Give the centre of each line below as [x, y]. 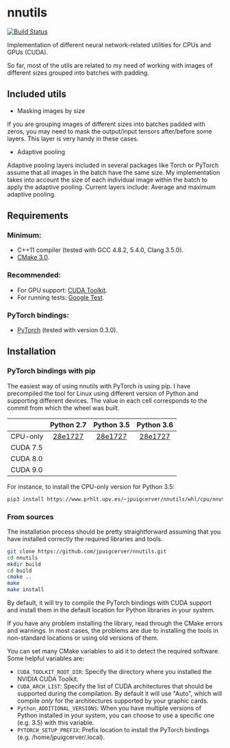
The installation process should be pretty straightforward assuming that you [114, 532]
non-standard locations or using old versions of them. [83, 638]
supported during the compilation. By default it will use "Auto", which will [119, 694]
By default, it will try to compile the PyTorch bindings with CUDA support [110, 603]
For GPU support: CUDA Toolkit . [62, 290]
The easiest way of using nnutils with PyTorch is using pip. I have [99, 386]
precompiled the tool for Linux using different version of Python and [103, 393]
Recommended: [34, 275]
